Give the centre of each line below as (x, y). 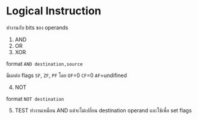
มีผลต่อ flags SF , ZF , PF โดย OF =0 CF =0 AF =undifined (66, 75)
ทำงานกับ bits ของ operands (37, 27)
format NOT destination (35, 99)
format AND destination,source (44, 63)
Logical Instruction (54, 11)
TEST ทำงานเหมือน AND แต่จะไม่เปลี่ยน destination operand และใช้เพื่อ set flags (103, 110)
